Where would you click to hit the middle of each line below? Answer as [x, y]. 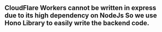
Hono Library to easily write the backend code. [77, 23]
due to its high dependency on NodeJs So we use [81, 16]
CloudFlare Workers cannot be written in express [81, 8]
